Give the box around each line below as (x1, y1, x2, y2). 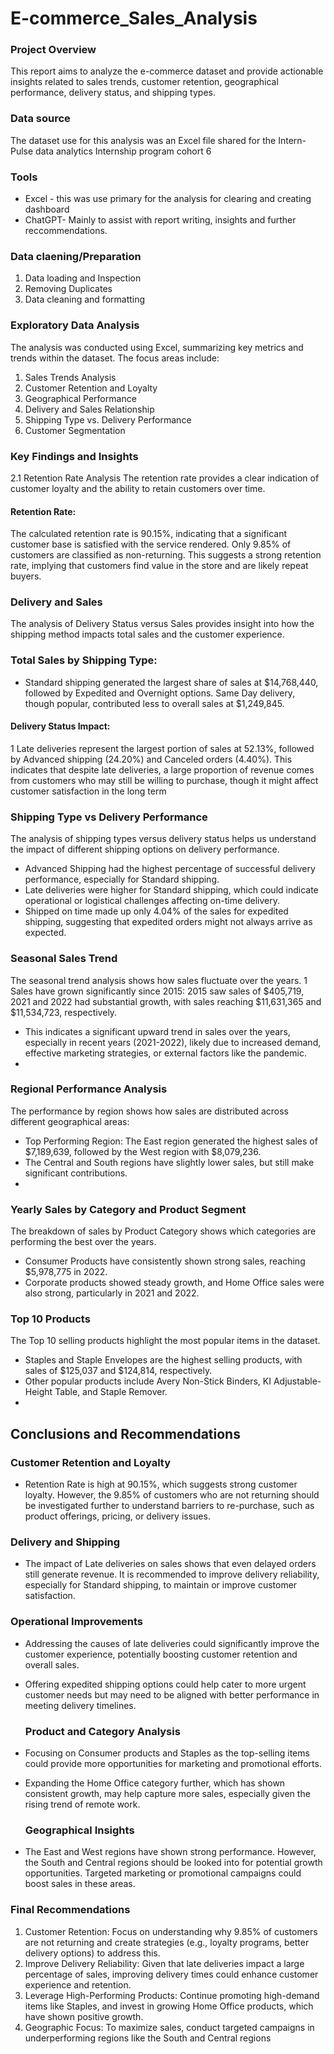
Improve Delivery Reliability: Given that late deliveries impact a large (24, 1957, 305, 1969)
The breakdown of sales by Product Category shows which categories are (10, 1225, 317, 1237)
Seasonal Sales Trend (10, 952, 118, 966)
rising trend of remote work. (24, 1798, 141, 1811)
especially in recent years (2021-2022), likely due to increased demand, (24, 1036, 322, 1048)
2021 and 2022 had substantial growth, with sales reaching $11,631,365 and (10, 995, 322, 1007)
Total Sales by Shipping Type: (10, 653, 158, 667)
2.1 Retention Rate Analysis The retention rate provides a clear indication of (10, 472, 320, 484)
